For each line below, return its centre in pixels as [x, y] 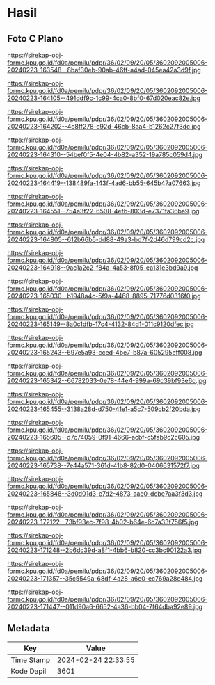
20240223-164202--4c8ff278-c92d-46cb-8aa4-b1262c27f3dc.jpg [104, 126]
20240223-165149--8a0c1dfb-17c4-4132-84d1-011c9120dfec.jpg [101, 324]
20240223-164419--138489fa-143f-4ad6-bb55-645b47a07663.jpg [104, 183]
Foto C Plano [35, 39]
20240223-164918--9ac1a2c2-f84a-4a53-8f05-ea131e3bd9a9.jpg [103, 268]
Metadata [29, 628]
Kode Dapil [29, 671]
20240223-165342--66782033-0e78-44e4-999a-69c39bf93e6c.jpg [107, 381]
